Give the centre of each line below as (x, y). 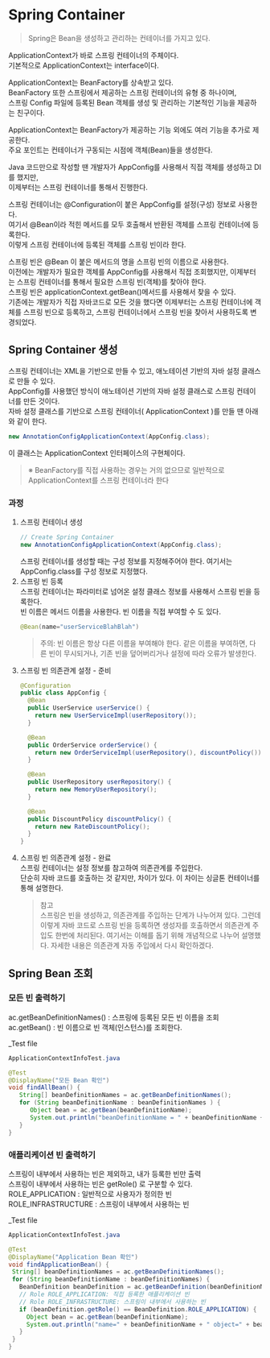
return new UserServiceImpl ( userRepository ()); (116, 716)
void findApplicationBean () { (59, 1265)
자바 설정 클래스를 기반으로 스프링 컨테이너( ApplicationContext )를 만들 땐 (126, 411)
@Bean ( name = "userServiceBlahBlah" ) (80, 627)
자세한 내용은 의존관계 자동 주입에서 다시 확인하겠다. (133, 946)
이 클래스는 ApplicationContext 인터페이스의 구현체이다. (97, 453)
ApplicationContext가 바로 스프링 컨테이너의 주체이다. (94, 55)
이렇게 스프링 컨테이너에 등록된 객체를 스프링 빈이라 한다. (97, 244)
